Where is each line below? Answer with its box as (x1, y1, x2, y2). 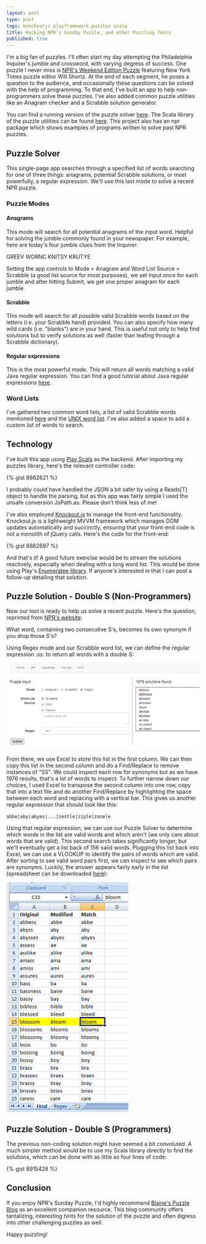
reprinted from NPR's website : (6, 614, 83, 621)
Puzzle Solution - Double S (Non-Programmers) (6, 591, 191, 601)
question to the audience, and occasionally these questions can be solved (6, 80, 194, 87)
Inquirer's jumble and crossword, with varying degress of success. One (6, 60, 187, 67)
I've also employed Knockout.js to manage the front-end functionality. (6, 510, 183, 518)
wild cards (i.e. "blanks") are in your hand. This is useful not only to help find (6, 325, 200, 332)
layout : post (6, 10, 40, 16)
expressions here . (6, 379, 52, 386)
